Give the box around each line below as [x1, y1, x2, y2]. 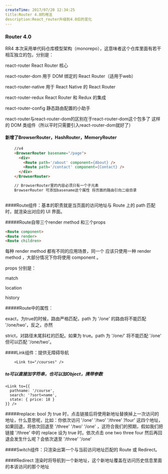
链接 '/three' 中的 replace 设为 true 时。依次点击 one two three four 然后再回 [5, 430, 162, 436]
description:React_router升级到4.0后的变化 [5, 17, 92, 22]
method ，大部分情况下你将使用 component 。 [5, 254, 101, 260]
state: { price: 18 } [10, 397, 55, 402]
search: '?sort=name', [10, 393, 57, 398]
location [5, 285, 22, 291]
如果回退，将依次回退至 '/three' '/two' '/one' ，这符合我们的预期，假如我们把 [5, 423, 163, 430]
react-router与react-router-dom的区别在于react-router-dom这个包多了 [5, 116, 150, 122]
